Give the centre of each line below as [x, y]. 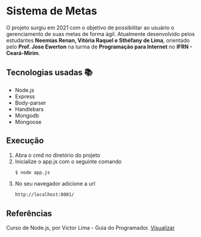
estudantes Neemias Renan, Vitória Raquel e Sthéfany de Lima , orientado [98, 40]
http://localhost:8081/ [45, 195]
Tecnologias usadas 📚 [49, 73]
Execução [25, 141]
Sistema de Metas [52, 11]
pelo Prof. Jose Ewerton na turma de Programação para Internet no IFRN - [99, 47]
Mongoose [28, 121]
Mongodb [27, 116]
